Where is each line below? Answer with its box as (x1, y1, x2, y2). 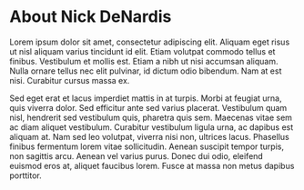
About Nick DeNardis (9, 6, 172, 27)
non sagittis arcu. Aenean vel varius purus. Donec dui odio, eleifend (9, 150, 264, 161)
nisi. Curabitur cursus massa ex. (9, 75, 130, 85)
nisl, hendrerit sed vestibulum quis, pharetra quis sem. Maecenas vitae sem (9, 112, 293, 123)
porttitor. (9, 170, 43, 181)
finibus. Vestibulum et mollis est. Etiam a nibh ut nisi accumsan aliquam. (9, 55, 279, 66)
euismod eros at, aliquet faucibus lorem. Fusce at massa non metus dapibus (9, 160, 295, 171)
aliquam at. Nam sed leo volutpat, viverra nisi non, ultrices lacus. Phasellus (9, 131, 289, 142)
